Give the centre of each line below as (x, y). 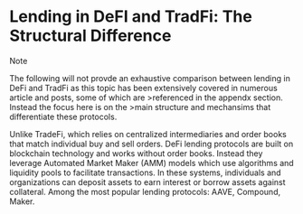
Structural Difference (90, 36)
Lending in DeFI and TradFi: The (131, 17)
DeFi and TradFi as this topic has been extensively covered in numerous (143, 88)
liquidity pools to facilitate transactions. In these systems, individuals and (146, 172)
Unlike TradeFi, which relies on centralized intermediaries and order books (148, 134)
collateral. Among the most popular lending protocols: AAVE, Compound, (145, 191)
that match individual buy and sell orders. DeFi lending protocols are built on (151, 144)
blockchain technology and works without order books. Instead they (136, 153)
